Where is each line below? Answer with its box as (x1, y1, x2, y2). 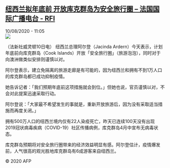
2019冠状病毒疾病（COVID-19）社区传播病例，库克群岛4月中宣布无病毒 (5, 124, 154, 131)
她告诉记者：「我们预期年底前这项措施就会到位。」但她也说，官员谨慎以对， (5, 84, 160, 90)
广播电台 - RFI (12, 14, 55, 23)
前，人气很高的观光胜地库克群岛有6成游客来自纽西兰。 (5, 148, 119, 154)
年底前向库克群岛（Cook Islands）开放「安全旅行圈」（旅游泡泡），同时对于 (5, 50, 161, 56)
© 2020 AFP (5, 158, 32, 164)
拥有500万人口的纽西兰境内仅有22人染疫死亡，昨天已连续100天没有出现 (5, 118, 155, 124)
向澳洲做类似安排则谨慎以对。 (5, 56, 67, 62)
